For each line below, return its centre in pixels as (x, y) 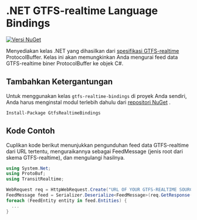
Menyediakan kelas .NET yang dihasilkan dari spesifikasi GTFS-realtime (93, 50)
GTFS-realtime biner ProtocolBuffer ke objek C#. (65, 63)
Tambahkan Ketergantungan (60, 82)
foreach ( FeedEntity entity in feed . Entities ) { (67, 201)
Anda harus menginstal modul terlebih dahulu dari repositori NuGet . (89, 102)
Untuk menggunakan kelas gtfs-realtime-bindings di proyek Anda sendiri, (96, 96)
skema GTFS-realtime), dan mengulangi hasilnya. (65, 157)
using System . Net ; (28, 168)
